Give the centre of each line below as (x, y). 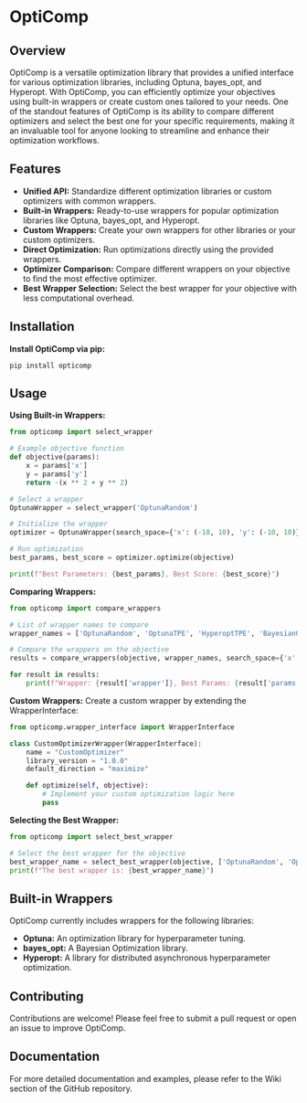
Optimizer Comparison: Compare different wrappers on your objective (156, 269)
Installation (42, 327)
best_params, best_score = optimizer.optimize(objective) (122, 558)
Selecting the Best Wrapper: (64, 820)
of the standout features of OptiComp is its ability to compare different (142, 111)
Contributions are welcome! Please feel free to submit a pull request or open (153, 1018)
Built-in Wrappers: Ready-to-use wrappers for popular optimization (151, 210)
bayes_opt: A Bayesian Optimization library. (106, 949)
